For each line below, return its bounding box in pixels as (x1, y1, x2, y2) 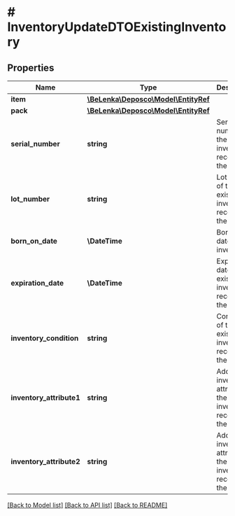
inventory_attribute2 (10, 456, 80, 466)
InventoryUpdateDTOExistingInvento (7, 19, 227, 35)
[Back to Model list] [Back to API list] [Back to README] (7, 501, 168, 509)
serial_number (10, 139, 61, 148)
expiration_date (10, 278, 64, 288)
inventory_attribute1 (10, 393, 80, 403)
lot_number (10, 194, 50, 204)
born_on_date (10, 236, 58, 246)
